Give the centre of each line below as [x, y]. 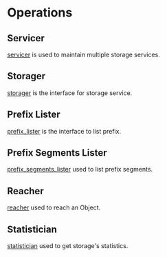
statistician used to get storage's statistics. [68, 246]
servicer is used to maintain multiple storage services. [83, 54]
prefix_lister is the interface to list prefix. [64, 131]
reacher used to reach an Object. [54, 207]
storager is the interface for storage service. [70, 93]
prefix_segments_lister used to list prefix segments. [80, 169]
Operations [40, 13]
